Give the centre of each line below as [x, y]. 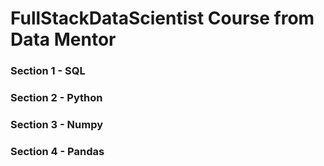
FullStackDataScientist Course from [162, 18]
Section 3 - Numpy [57, 124]
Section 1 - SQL [48, 71]
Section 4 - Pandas [57, 151]
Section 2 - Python [56, 98]
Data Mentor [63, 39]
